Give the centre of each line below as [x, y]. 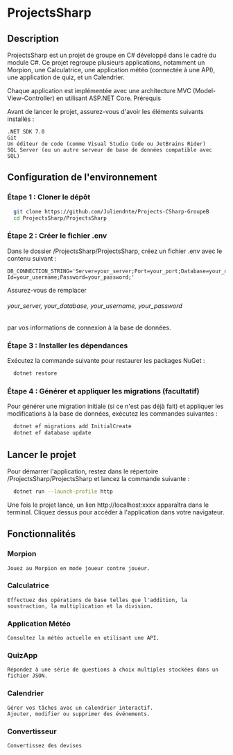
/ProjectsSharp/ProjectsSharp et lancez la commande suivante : [98, 478]
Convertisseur [32, 731]
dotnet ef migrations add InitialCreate [72, 427]
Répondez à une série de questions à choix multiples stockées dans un [113, 670]
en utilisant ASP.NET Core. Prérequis [109, 98]
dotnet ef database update [52, 433]
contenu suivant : [32, 258]
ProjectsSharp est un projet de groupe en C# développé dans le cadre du [112, 55]
